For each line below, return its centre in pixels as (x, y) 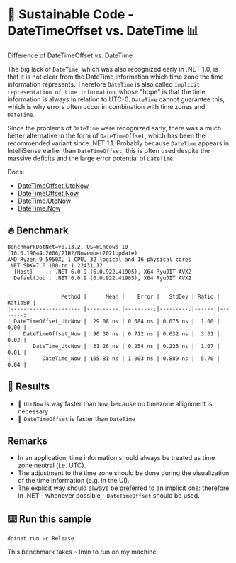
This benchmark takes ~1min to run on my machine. (83, 552)
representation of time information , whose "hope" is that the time (106, 91)
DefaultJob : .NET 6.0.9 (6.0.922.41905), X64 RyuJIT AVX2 (103, 278)
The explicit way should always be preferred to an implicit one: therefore (123, 488)
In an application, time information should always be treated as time (116, 458)
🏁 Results (28, 387)
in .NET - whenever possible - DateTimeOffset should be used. (108, 496)
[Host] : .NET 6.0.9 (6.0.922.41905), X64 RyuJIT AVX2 (103, 272)
